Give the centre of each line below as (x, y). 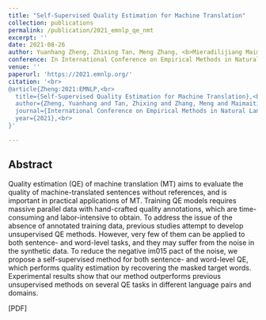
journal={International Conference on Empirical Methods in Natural (131, 111)
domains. (23, 292)
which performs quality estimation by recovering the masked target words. (130, 267)
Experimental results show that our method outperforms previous (115, 276)
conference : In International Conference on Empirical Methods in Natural (134, 60)
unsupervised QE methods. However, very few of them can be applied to (127, 234)
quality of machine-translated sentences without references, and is (118, 192)
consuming (27, 217)
